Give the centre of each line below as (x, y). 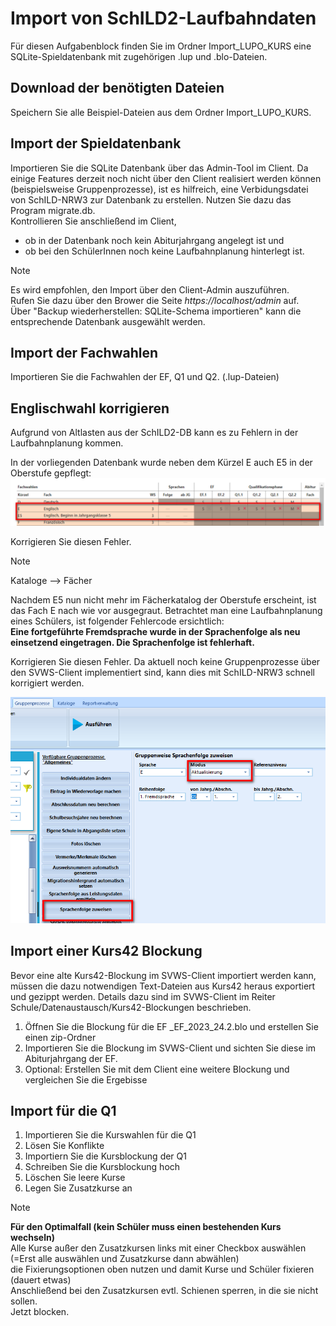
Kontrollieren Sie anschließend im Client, (93, 221)
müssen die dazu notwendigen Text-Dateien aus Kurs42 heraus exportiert (163, 986)
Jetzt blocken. (40, 1312)
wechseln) (32, 1238)
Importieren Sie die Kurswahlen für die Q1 (110, 1135)
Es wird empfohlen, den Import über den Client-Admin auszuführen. (150, 289)
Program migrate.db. (53, 210)
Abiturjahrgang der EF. (71, 1058)
